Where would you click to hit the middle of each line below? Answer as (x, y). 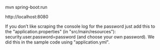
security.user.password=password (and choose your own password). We (80, 37)
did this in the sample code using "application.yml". (57, 42)
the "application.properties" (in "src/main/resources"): (61, 31)
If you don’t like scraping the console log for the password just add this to (80, 26)
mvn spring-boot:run (26, 7)
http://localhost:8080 (27, 17)
